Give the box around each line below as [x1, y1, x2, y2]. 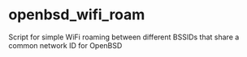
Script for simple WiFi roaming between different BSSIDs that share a [8, 32, 240, 42]
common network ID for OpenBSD [8, 40, 123, 50]
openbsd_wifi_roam [8, 6, 145, 24]
